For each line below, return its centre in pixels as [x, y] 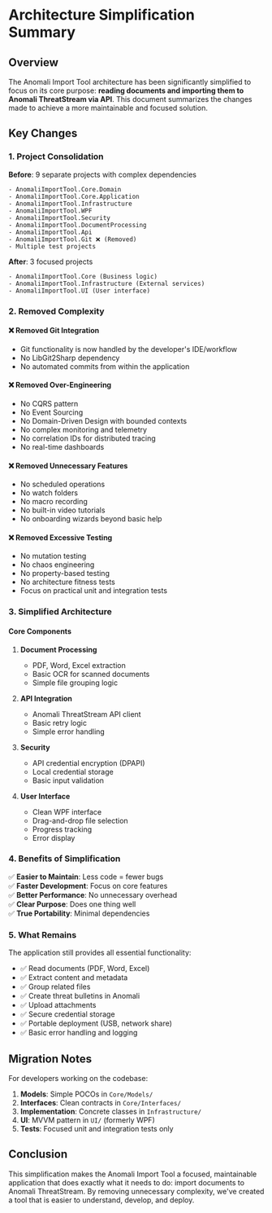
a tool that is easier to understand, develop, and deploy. [101, 1200]
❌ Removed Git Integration [54, 331]
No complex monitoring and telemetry [84, 430]
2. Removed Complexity [56, 311]
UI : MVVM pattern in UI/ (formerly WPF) [88, 1120]
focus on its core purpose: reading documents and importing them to [126, 90]
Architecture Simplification [101, 15]
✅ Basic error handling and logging [79, 1033]
